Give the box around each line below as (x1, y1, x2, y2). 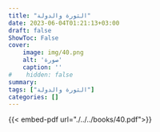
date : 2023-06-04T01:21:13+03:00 (8, 19, 120, 27)
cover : (8, 41, 30, 49)
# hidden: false (8, 71, 74, 79)
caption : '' (22, 64, 62, 72)
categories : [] (8, 93, 59, 101)
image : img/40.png (22, 49, 84, 56)
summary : (8, 78, 38, 86)
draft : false (8, 26, 52, 34)
